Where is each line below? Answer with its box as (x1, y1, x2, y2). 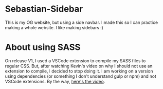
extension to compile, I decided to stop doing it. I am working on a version (5, 68, 153, 74)
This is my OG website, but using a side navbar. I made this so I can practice (5, 19, 158, 25)
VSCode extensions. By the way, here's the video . (5, 78, 106, 84)
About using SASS (5, 42, 81, 53)
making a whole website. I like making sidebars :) (5, 24, 104, 30)
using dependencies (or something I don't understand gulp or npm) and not (5, 73, 157, 79)
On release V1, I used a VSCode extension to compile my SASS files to (5, 57, 146, 64)
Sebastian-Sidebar (5, 3, 83, 15)
